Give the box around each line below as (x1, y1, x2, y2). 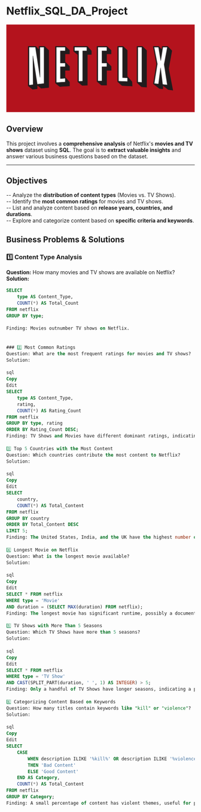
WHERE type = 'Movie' (6, 597, 60, 604)
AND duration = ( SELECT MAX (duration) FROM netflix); (6, 604, 144, 610)
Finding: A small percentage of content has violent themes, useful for (6, 800, 191, 806)
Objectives (6, 175, 48, 185)
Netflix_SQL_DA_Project (6, 4, 128, 18)
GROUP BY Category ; (6, 794, 55, 800)
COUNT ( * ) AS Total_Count (17, 300, 79, 306)
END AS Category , (17, 775, 60, 781)
